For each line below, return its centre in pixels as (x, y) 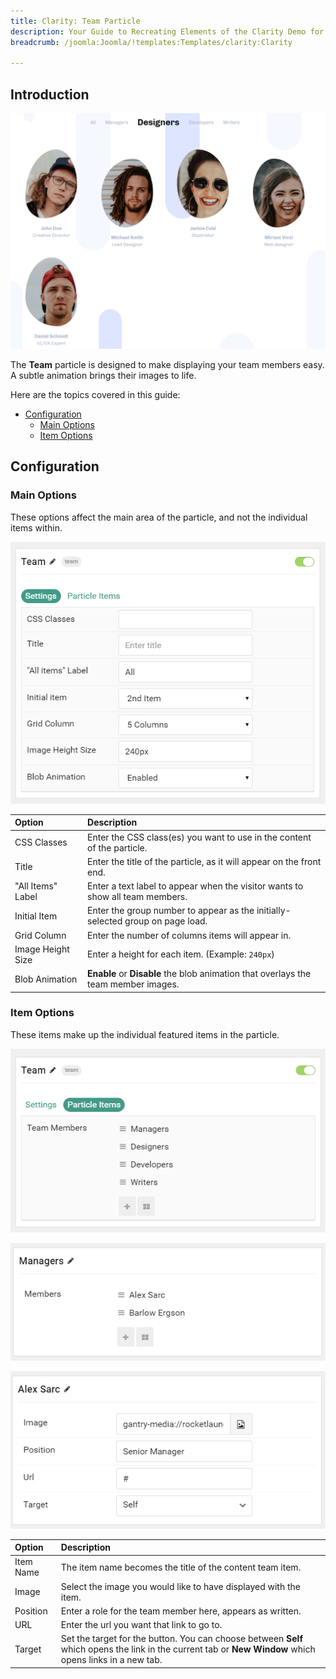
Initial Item (36, 916)
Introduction (50, 94)
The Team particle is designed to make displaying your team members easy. (167, 365)
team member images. (133, 984)
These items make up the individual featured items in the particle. (145, 1034)
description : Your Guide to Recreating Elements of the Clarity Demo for (167, 31)
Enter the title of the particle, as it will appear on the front (204, 861)
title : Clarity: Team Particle (75, 21)
